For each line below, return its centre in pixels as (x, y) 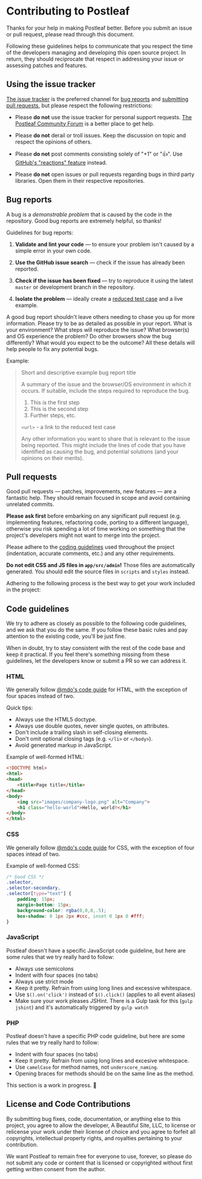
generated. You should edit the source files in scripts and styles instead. (98, 572)
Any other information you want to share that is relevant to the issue (106, 438)
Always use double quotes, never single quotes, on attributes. (92, 726)
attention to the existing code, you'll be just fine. (66, 636)
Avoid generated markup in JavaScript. (64, 745)
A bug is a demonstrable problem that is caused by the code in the (89, 214)
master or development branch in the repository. (75, 287)
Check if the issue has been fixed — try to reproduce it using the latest (104, 280)
